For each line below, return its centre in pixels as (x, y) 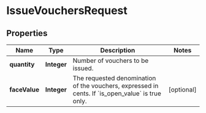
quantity (22, 64)
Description (118, 50)
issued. (83, 68)
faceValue (25, 89)
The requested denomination (114, 78)
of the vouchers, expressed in (116, 86)
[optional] (182, 89)
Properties (27, 33)
